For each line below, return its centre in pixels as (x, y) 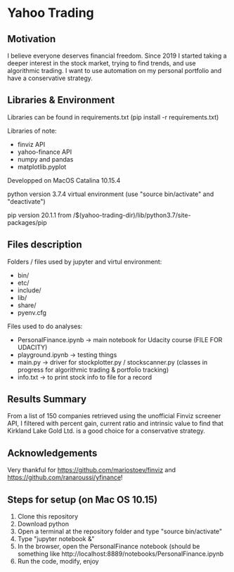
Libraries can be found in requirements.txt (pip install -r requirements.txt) (113, 117)
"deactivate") (26, 201)
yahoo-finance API (45, 152)
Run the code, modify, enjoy (58, 561)
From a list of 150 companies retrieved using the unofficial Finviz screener (114, 416)
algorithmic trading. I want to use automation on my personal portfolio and (115, 71)
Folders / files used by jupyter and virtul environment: (85, 261)
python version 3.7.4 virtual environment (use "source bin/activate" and (111, 194)
